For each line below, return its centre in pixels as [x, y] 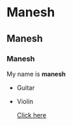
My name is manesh [36, 74]
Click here [32, 115]
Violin [25, 101]
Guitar [26, 87]
